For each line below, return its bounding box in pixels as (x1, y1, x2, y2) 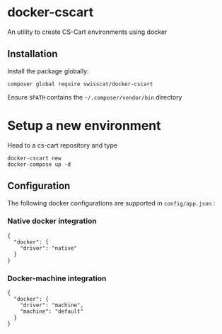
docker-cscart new (7, 155, 62, 162)
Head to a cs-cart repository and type (7, 141, 118, 149)
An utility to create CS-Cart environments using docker (7, 28, 168, 36)
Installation (7, 48, 58, 60)
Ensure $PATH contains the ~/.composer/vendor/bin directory (7, 93, 182, 101)
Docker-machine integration (7, 273, 107, 283)
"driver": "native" (20, 244, 78, 251)
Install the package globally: (7, 66, 90, 75)
